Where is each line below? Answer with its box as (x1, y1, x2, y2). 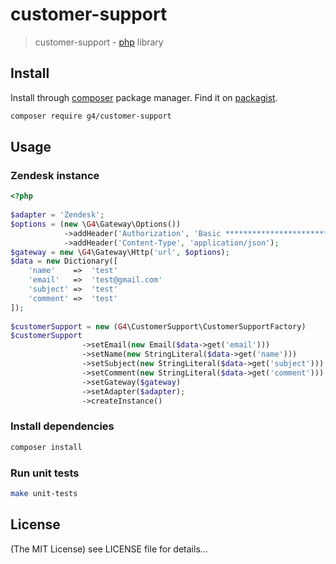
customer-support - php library (34, 36, 164, 48)
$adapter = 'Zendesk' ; (10, 210, 105, 220)
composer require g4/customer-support (10, 111, 172, 121)
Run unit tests (10, 466, 80, 480)
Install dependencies (10, 419, 115, 433)
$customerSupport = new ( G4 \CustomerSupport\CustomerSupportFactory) (10, 321, 307, 332)
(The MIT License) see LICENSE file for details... (10, 543, 208, 555)
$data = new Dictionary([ (10, 256, 118, 267)
